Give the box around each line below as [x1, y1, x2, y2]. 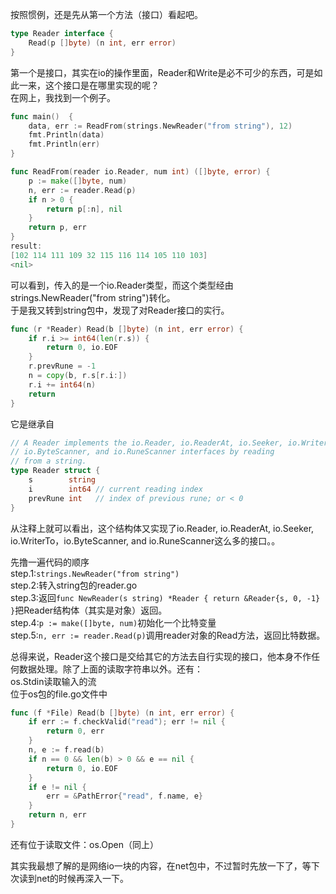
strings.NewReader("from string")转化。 [10, 291, 176, 303]
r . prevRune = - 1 [28, 361, 97, 372]
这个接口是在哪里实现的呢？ [44, 79, 160, 91]
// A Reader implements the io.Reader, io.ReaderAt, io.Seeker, [10, 438, 284, 448]
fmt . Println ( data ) [28, 130, 105, 140]
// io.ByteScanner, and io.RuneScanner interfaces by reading [10, 447, 275, 457]
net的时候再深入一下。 [36, 872, 130, 884]
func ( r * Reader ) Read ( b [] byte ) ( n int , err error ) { [10, 324, 244, 334]
